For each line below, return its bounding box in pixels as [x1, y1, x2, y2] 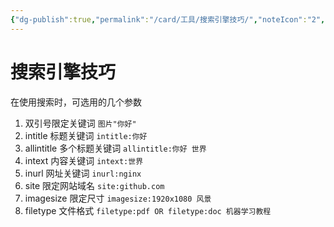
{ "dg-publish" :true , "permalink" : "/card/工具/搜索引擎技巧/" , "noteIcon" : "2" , [10, 14, 326, 25]
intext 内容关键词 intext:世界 [24, 154, 144, 166]
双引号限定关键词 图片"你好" [24, 117, 137, 129]
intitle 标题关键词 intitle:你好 [24, 129, 148, 141]
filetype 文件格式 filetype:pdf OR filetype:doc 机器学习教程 [24, 204, 272, 216]
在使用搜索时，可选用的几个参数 [10, 96, 142, 108]
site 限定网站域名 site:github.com [24, 179, 165, 191]
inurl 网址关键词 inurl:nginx [24, 167, 142, 179]
